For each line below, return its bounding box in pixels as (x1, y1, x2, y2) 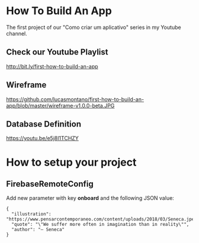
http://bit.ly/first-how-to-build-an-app (6, 63, 99, 70)
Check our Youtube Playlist (6, 47, 108, 57)
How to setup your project (6, 155, 137, 169)
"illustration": (11, 211, 52, 217)
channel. (6, 30, 28, 37)
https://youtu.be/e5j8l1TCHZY (6, 135, 79, 142)
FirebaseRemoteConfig (6, 179, 94, 189)
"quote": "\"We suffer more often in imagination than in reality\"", (11, 222, 190, 228)
